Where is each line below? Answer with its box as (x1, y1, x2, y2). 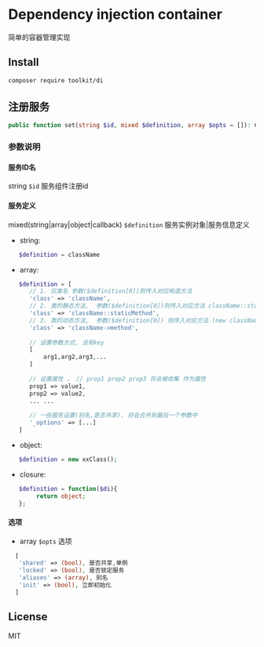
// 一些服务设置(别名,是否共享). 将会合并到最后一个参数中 (28, 411, 198, 419)
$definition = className (18, 250, 101, 258)
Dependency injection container (8, 5, 222, 24)
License (8, 610, 48, 623)
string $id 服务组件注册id (8, 181, 89, 191)
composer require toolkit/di (8, 76, 104, 84)
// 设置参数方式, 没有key (28, 338, 104, 346)
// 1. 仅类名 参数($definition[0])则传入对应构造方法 (28, 287, 192, 295)
